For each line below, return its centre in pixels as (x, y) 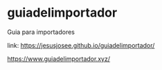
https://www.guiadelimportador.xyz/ (59, 59)
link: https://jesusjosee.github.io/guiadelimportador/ (81, 45)
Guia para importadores (41, 32)
